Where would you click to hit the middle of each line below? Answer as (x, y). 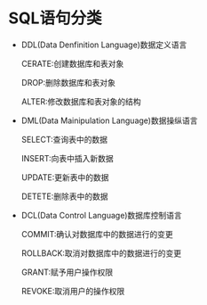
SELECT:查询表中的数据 (64, 139)
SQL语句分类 (55, 18)
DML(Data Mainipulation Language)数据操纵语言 (109, 120)
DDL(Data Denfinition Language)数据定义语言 (104, 45)
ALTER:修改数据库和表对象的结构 (81, 101)
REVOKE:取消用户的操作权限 (73, 291)
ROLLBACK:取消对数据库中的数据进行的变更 (101, 253)
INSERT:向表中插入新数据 (68, 158)
